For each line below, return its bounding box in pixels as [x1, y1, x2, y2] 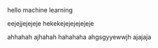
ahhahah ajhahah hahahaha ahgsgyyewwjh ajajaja [7, 33, 152, 41]
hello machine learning [7, 6, 73, 14]
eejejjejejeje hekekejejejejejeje [7, 19, 94, 27]
